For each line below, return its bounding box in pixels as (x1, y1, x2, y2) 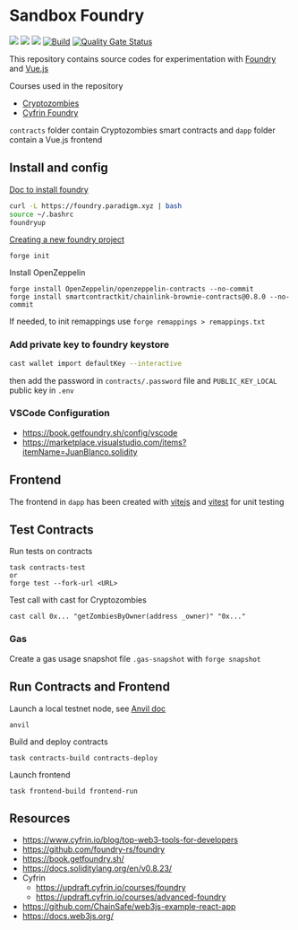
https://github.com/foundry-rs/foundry (21, 844, 166, 855)
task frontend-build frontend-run (9, 787, 139, 795)
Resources (9, 811, 71, 826)
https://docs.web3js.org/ (21, 911, 115, 922)
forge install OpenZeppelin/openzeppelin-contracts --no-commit (9, 284, 254, 294)
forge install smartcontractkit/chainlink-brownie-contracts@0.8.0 (9, 292, 267, 301)
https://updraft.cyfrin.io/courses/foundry (35, 882, 186, 893)
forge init (9, 252, 50, 261)
